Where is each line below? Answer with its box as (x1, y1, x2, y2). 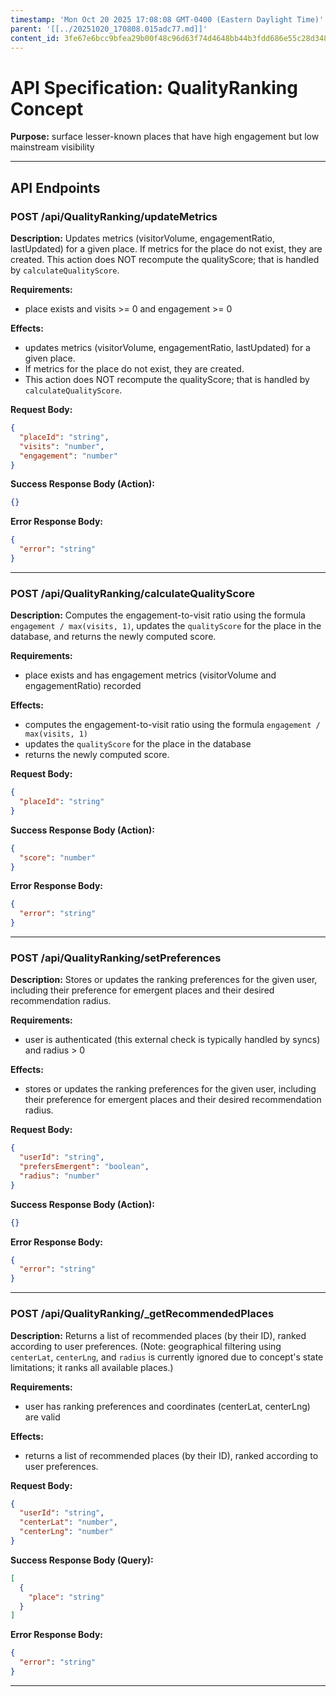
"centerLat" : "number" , (19, 1517, 118, 1528)
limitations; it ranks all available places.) (10, 1361, 174, 1373)
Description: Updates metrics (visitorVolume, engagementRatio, (10, 232, 276, 244)
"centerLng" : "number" (19, 1527, 114, 1537)
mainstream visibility (10, 141, 95, 153)
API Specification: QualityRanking (10, 76, 298, 99)
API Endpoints (10, 179, 101, 196)
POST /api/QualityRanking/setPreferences (10, 951, 222, 965)
